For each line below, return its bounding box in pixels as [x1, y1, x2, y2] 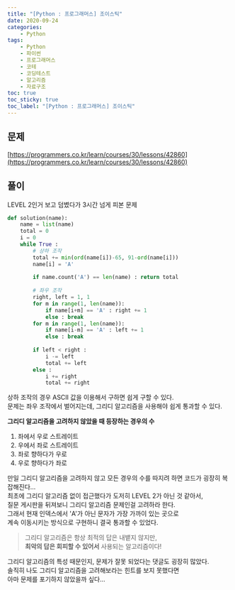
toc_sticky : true [7, 97, 59, 104]
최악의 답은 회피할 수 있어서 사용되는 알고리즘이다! [24, 542, 162, 551]
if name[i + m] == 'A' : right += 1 [45, 307, 147, 314]
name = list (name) [20, 221, 74, 228]
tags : [7, 37, 23, 44]
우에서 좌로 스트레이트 [17, 441, 79, 449]
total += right [45, 379, 91, 387]
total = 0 [20, 228, 50, 235]
